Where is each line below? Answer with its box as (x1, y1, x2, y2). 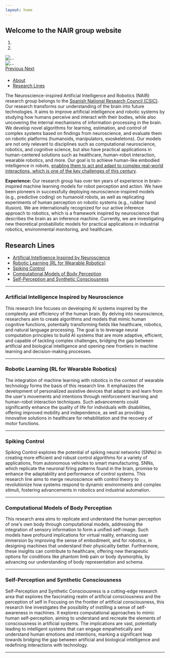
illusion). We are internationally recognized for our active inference (5, 205, 144, 211)
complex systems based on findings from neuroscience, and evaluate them (5, 130, 162, 136)
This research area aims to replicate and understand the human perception (5, 516, 161, 522)
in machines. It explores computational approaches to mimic (29, 609, 155, 615)
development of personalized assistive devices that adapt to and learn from (5, 388, 163, 394)
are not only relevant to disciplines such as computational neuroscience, (5, 141, 156, 147)
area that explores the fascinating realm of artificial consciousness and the (5, 593, 161, 599)
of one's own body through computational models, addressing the (5, 521, 143, 528)
